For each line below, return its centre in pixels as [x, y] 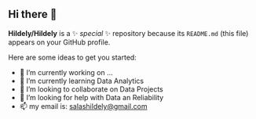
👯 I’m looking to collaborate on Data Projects [91, 89]
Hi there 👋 [33, 14]
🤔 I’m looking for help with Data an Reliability [91, 97]
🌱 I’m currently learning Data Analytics [81, 81]
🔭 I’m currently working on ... [66, 72]
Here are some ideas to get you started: [73, 57]
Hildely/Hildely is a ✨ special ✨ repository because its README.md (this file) [128, 33]
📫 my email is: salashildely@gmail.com [83, 106]
